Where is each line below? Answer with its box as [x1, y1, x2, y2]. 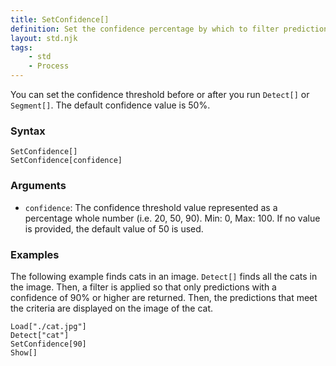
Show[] [10, 347, 38, 358]
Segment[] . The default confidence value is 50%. [10, 99, 211, 111]
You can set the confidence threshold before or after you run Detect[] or [10, 89, 310, 100]
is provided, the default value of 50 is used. [24, 222, 204, 235]
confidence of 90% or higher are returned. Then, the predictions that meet [10, 291, 318, 303]
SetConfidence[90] [10, 339, 87, 349]
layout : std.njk [10, 33, 78, 43]
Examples [10, 247, 60, 261]
